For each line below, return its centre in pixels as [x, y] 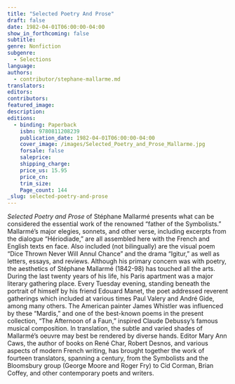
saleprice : [36, 158]
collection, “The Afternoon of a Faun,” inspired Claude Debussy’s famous [113, 321]
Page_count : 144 [44, 190]
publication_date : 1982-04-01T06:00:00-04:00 [88, 138]
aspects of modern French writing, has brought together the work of [106, 351]
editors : [20, 92]
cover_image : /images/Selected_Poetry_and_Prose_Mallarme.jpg [113, 145]
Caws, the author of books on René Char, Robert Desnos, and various [108, 343]
